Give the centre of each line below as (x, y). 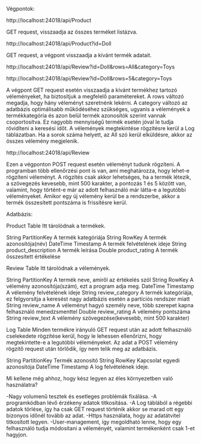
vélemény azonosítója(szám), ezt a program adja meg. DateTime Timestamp (100, 286)
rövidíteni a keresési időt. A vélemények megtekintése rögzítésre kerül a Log (100, 128)
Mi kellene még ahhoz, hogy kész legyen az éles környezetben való (89, 378)
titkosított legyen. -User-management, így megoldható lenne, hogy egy (94, 422)
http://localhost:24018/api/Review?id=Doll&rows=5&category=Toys (89, 78)
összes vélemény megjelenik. (43, 141)
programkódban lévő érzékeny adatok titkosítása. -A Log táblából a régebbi (99, 403)
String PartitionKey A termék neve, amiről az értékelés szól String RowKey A (100, 280)
